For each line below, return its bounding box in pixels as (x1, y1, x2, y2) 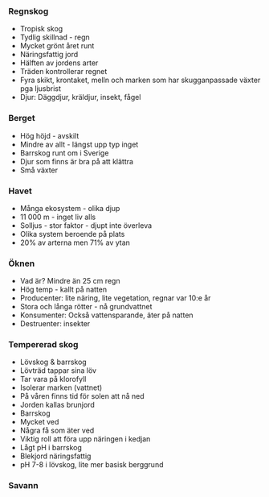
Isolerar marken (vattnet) (19, 383, 103, 392)
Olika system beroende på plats (19, 229, 125, 238)
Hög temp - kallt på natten (19, 284, 108, 295)
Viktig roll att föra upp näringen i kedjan (19, 434, 151, 444)
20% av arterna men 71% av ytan (19, 238, 131, 247)
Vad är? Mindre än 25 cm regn (19, 276, 120, 286)
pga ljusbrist (19, 84, 62, 93)
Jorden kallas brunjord (19, 400, 95, 410)
